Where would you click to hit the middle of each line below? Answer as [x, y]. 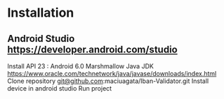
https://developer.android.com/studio [92, 49]
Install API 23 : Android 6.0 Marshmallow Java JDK [81, 66]
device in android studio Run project [60, 88]
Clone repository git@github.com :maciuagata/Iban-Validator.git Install [108, 81]
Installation [41, 13]
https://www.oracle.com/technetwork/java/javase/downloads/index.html [112, 74]
